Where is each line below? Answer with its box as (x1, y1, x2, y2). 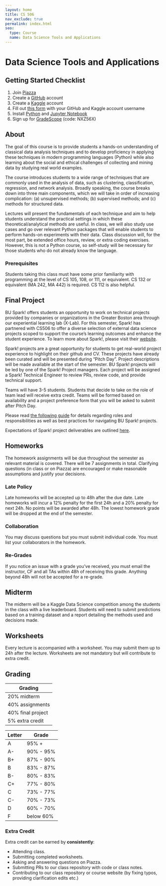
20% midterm (7, 693, 40, 700)
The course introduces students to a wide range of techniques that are (5, 174, 150, 180)
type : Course (9, 30, 37, 35)
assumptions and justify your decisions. (5, 471, 86, 477)
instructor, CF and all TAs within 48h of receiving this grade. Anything (5, 568, 147, 574)
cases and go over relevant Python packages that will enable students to (5, 226, 154, 232)
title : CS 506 (5, 12, 35, 17)
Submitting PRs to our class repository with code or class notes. (12, 865, 143, 871)
